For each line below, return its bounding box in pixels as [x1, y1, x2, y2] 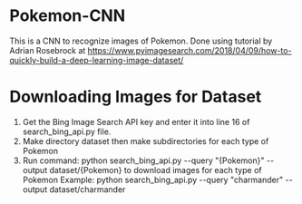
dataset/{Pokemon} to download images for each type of [49, 164, 262, 175]
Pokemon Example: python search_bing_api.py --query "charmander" [22, 174, 284, 185]
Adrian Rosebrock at [9, 44, 86, 55]
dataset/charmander [49, 183, 126, 195]
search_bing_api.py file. [22, 126, 112, 137]
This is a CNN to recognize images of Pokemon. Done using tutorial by [9, 35, 273, 46]
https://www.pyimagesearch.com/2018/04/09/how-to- [87, 44, 292, 55]
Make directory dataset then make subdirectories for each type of [22, 135, 269, 146]
